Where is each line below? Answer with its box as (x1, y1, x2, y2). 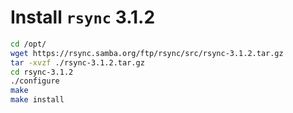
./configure (10, 76, 60, 86)
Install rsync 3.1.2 (10, 6, 156, 29)
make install (10, 95, 65, 105)
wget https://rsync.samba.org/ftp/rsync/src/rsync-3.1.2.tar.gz (10, 48, 284, 58)
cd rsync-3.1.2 (10, 67, 74, 77)
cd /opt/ (10, 39, 47, 49)
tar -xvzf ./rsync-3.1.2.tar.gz (10, 57, 145, 68)
